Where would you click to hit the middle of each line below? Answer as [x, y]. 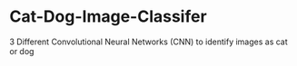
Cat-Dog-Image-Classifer [108, 17]
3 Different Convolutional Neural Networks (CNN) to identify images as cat [148, 42]
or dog [22, 51]
